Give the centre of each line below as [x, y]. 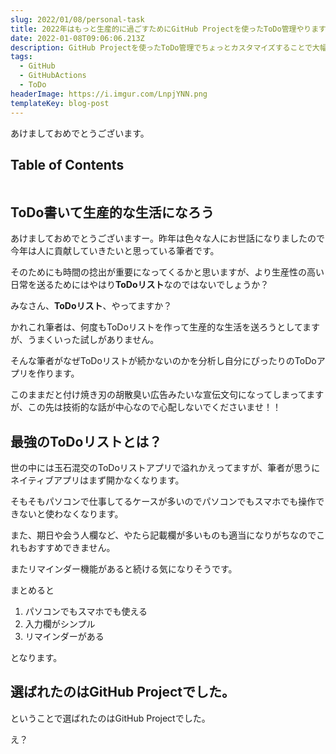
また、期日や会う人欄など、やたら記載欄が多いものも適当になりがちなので [163, 535]
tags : [21, 57]
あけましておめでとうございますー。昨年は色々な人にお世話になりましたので [168, 238]
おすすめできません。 [71, 547]
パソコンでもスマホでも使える [86, 611]
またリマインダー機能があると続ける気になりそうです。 [124, 568]
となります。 [36, 657]
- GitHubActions [53, 76]
